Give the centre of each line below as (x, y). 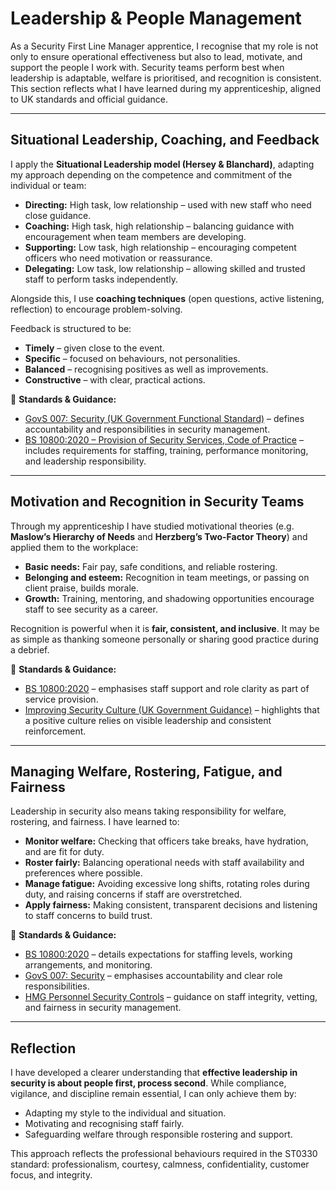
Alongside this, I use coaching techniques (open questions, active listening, (167, 298)
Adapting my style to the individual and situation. (125, 1113)
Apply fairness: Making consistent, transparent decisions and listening (171, 905)
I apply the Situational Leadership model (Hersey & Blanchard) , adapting (162, 164)
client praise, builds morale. (82, 588)
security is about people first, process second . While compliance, (148, 1083)
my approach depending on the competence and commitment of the (151, 174)
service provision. (61, 699)
